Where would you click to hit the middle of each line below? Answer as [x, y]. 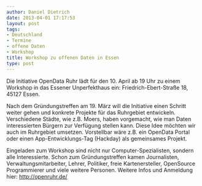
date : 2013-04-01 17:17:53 [41, 18]
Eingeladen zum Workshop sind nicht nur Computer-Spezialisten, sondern [100, 150]
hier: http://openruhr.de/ [37, 176]
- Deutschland [25, 35]
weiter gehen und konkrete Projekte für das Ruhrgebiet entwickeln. [91, 112]
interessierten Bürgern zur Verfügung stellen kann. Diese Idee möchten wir [101, 125]
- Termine [19, 41]
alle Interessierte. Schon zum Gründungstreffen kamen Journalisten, [93, 157]
